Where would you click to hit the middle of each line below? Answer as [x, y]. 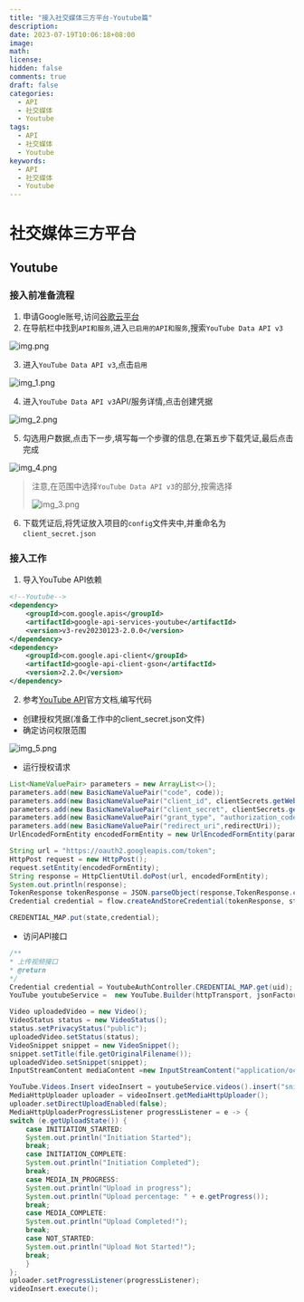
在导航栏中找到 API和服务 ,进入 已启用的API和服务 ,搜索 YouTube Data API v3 [152, 328]
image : [22, 43]
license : [26, 60]
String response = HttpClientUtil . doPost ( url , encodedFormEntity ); [139, 876]
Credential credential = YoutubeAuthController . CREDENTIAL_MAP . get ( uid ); [152, 987]
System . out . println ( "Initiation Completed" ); [113, 1163]
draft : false [34, 85]
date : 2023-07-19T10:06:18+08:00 [72, 34]
